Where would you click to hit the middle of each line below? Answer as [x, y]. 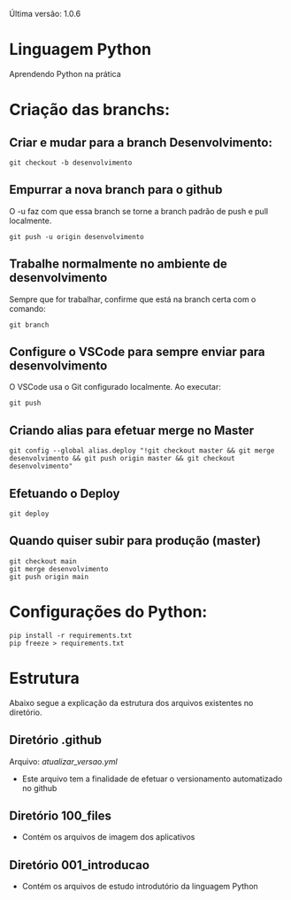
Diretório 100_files [61, 815]
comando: [27, 308]
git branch [29, 325]
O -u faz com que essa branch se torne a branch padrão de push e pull [138, 211]
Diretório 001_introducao [80, 865]
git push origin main [49, 577]
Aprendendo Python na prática [65, 74]
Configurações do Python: [108, 612]
